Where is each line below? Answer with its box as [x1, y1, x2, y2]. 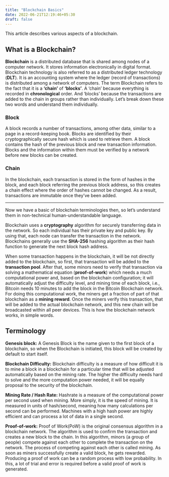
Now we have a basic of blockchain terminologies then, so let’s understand [5, 207, 161, 213]
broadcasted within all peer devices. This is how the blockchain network [5, 307, 155, 313]
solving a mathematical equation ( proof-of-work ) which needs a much [5, 269, 152, 275]
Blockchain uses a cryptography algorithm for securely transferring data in [5, 222, 161, 228]
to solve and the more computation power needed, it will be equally [5, 377, 145, 383]
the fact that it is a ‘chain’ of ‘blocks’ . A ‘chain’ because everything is [5, 85, 149, 91]
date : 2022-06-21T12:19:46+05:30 [5, 12, 75, 17]
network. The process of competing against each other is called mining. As [5, 444, 161, 450]
